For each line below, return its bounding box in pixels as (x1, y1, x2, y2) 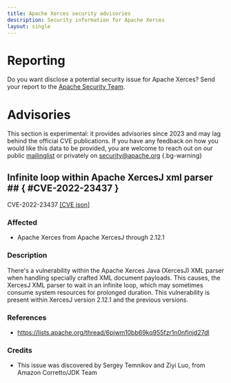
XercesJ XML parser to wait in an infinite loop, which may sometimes (7, 280, 203, 289)
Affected (7, 218, 38, 227)
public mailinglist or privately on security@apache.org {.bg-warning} (7, 152, 202, 160)
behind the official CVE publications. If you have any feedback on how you (7, 137, 219, 145)
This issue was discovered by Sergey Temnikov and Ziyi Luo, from (17, 361, 205, 369)
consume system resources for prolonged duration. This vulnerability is (7, 288, 210, 296)
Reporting (7, 52, 66, 68)
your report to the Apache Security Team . (7, 83, 125, 91)
